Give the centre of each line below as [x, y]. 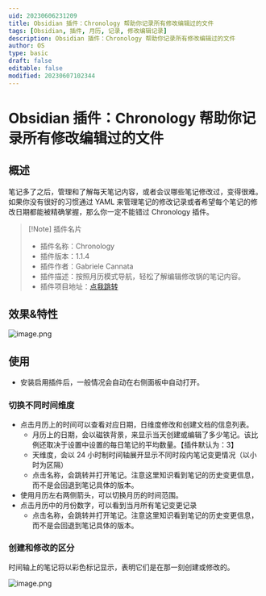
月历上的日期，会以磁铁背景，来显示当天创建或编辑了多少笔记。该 [141, 434]
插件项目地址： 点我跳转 [79, 286]
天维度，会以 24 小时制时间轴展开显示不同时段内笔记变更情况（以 [141, 454]
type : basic [28, 53]
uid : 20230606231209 [43, 16]
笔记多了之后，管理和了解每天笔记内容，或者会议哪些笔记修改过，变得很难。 [135, 191]
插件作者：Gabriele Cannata [87, 266]
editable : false [35, 69]
